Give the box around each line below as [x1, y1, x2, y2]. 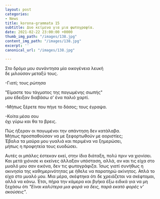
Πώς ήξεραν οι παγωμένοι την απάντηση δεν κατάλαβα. [5, 128, 121, 133]
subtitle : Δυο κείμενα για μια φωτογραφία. [5, 25, 95, 30]
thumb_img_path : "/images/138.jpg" [5, 34, 77, 39]
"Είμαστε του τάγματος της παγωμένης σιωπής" [5, 89, 103, 95]
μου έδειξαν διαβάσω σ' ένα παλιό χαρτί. [5, 94, 89, 100]
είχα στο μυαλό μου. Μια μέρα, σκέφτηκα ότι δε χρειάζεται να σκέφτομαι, [5, 173, 156, 179]
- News [5, 16, 18, 21]
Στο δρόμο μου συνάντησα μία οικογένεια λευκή [5, 65, 104, 71]
